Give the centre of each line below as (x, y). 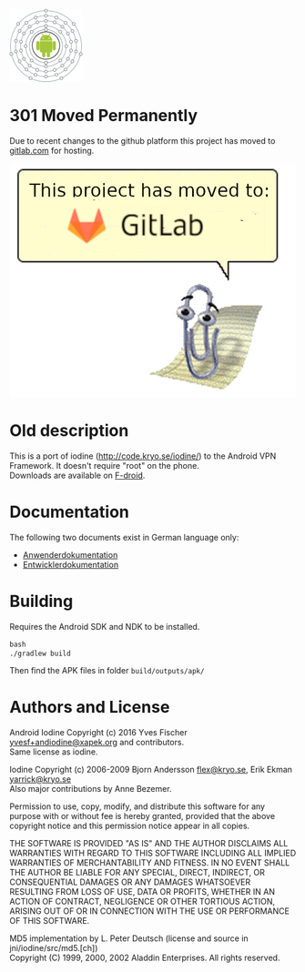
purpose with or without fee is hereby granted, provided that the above (142, 815)
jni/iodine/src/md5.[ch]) (54, 947)
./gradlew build (40, 653)
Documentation (70, 512)
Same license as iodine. (54, 752)
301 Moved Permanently (104, 116)
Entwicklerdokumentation (71, 564)
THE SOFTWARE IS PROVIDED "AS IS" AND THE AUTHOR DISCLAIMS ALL (149, 843)
